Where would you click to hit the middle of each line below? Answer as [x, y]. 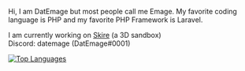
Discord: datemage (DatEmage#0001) [69, 43]
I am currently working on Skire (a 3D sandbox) [85, 35]
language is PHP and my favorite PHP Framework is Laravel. [106, 20]
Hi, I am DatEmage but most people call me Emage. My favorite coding [123, 11]
